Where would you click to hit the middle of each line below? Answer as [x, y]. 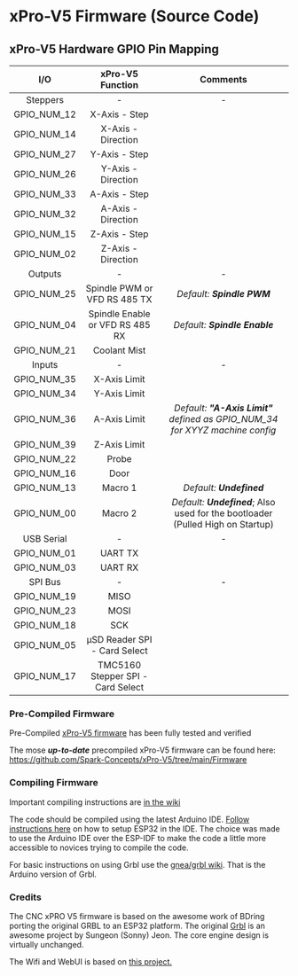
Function [120, 85]
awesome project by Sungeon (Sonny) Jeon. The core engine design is [139, 935]
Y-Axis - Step [119, 154]
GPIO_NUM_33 [45, 194]
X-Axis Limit [119, 379]
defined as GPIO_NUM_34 [223, 419]
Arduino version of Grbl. [53, 874]
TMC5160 [119, 665]
